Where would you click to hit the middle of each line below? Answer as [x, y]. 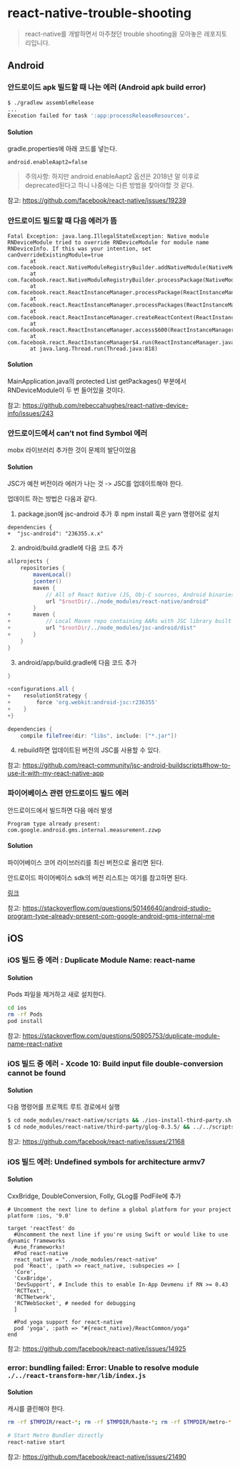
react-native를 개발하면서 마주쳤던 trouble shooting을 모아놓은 [114, 34]
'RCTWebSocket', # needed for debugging [75, 1304]
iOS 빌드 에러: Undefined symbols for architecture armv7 [106, 1162]
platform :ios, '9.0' [40, 1216]
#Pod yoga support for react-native [68, 1322]
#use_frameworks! [40, 1247]
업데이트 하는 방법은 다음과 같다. [52, 499]
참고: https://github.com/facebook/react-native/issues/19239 [97, 201]
